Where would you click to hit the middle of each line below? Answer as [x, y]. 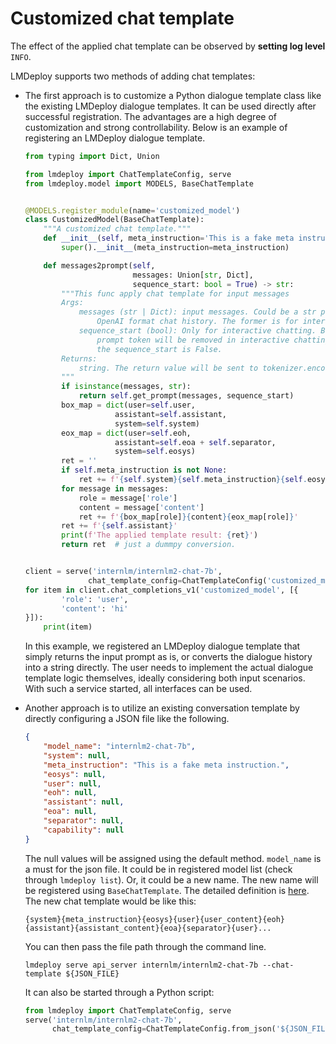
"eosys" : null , [75, 774]
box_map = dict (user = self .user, [128, 405]
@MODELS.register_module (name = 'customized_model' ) [132, 210]
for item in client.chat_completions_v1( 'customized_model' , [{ [161, 590]
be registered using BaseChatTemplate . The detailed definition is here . [167, 890]
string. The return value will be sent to [168, 368]
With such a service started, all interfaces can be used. [138, 689]
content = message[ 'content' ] [141, 507]
